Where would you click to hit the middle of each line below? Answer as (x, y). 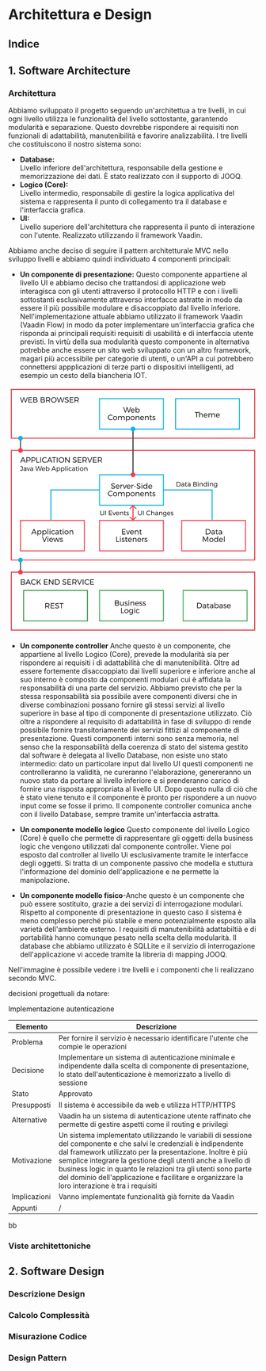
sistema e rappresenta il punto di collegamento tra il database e (123, 202)
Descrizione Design (47, 1294)
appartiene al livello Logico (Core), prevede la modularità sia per (124, 655)
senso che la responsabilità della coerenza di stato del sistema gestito (134, 747)
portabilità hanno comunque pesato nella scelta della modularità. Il (128, 938)
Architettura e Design (80, 15)
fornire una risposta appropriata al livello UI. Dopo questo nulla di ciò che (139, 789)
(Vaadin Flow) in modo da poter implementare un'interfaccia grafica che (137, 325)
